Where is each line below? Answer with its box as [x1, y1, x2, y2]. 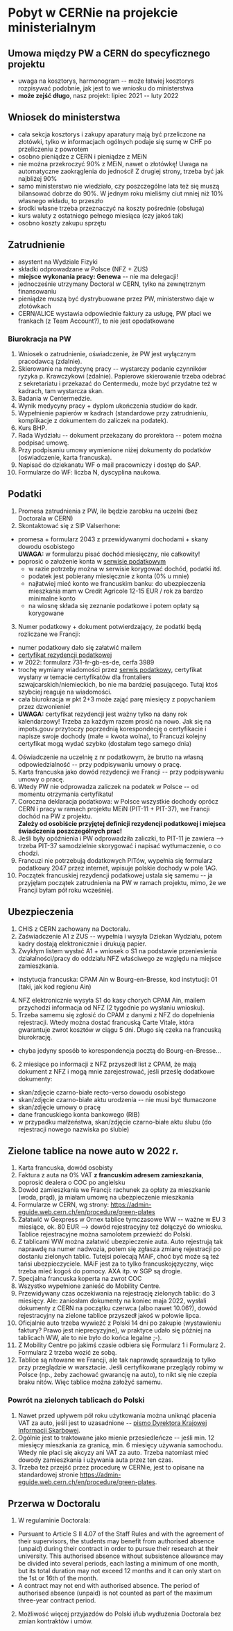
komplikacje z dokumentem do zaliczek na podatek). [17, 416, 169, 424]
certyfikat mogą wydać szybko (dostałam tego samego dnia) [17, 739, 192, 747]
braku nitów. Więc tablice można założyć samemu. [17, 1378, 163, 1386]
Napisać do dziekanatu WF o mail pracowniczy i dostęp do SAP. [17, 461, 201, 469]
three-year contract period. [17, 1596, 96, 1605]
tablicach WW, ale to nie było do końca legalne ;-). [17, 1334, 162, 1342]
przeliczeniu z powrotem [17, 145, 89, 153]
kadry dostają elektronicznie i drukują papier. [17, 939, 147, 948]
